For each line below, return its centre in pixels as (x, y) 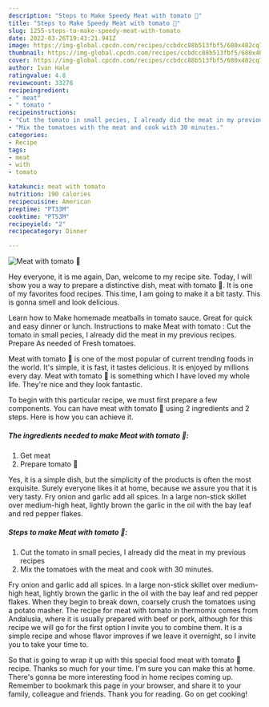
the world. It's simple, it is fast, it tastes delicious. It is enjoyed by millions (129, 368)
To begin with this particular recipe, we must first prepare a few (113, 400)
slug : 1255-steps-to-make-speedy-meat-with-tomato (94, 30)
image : (19, 46)
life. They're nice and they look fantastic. (75, 385)
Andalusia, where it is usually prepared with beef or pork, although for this (130, 619)
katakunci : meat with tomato (57, 187)
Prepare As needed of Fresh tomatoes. (72, 343)
